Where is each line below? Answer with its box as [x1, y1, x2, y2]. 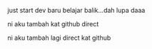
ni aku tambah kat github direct [7, 20, 99, 28]
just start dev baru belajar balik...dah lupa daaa [7, 6, 146, 14]
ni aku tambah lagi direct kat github [7, 33, 111, 42]
